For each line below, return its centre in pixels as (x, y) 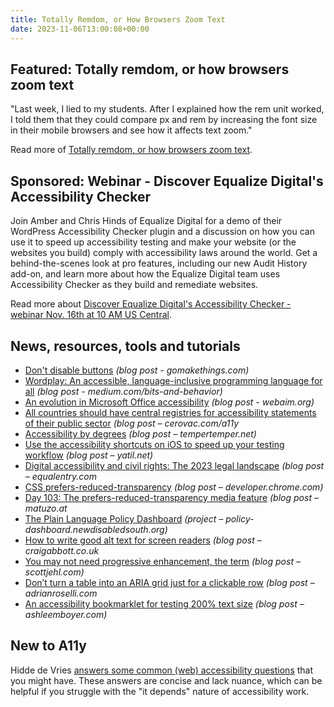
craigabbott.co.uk (62, 550)
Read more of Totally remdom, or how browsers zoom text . (131, 150)
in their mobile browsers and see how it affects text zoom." (131, 130)
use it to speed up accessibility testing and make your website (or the (153, 242)
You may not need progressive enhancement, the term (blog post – (162, 561)
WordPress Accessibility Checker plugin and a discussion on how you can (162, 232)
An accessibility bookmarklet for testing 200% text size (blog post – (164, 603)
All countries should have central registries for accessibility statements (170, 412)
